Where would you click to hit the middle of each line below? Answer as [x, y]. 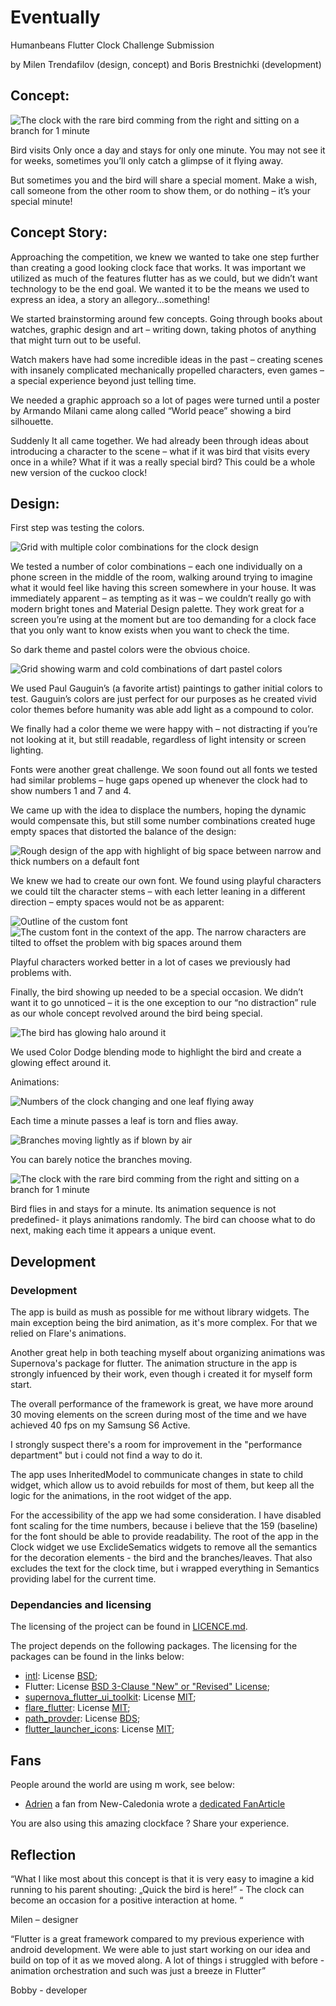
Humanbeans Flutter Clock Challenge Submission [112, 45]
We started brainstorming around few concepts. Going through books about [166, 318]
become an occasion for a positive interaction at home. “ [127, 1900]
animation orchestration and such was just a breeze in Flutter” [138, 1970]
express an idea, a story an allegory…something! [110, 299]
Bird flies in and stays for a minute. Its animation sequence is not [143, 1209]
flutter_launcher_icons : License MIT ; [99, 1729]
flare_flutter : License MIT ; [77, 1708]
